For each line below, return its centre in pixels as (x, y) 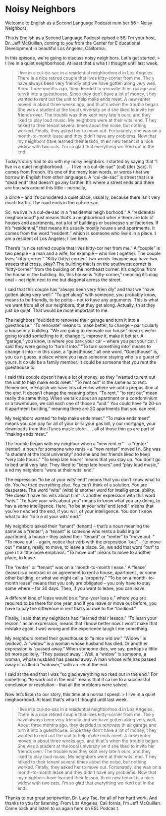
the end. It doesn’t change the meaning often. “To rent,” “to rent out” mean (81, 393)
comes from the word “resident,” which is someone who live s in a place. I (81, 233)
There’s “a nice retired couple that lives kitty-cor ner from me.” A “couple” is (83, 248)
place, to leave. (21, 557)
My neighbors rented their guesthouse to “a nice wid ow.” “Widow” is (76, 638)
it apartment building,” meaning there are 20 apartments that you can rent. (81, 408)
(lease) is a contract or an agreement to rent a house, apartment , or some (81, 572)
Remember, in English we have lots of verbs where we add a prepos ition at (82, 387)
